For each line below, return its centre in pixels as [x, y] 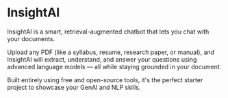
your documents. [31, 38]
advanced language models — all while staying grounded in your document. [114, 66]
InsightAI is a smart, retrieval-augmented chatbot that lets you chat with [108, 32]
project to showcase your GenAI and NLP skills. [74, 87]
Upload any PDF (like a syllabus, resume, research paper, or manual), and [111, 52]
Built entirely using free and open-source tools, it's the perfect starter [105, 79]
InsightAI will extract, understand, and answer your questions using [102, 59]
